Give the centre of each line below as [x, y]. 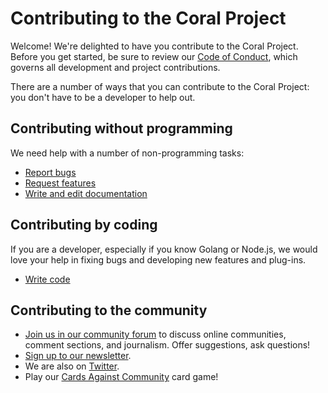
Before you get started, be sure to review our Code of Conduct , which [154, 56]
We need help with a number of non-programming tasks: [127, 153]
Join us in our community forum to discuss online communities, [155, 334]
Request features [60, 183]
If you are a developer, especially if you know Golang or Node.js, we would [164, 249]
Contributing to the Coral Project [148, 18]
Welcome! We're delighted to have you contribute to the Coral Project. [154, 46]
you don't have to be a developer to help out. [103, 97]
